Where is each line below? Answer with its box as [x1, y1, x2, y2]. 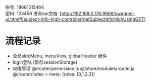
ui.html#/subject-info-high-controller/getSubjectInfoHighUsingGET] [5, 16, 146, 22]
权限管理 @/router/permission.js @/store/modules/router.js [12, 65, 135, 71]
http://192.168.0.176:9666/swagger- [61, 11, 135, 17]
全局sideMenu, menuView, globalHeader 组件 [12, 53, 107, 59]
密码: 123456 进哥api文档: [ [5, 11, 62, 17]
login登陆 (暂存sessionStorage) [12, 59, 78, 65]
